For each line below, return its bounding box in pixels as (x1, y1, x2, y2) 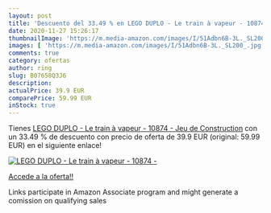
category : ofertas (8, 57, 70, 65)
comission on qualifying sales (8, 196, 107, 206)
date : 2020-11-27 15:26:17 (8, 27, 99, 35)
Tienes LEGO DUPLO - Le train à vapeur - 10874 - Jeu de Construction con (8, 124, 258, 133)
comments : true (8, 49, 60, 57)
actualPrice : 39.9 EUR (8, 86, 85, 95)
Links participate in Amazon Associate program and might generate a (8, 187, 239, 197)
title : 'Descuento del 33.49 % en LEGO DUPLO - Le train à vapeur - (8, 19, 244, 27)
